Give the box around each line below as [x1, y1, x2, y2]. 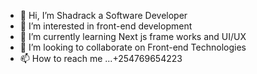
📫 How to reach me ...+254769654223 [19, 53, 183, 64]
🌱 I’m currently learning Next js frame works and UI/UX [19, 31, 247, 42]
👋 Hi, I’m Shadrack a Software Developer [19, 10, 188, 21]
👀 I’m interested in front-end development [19, 20, 193, 32]
